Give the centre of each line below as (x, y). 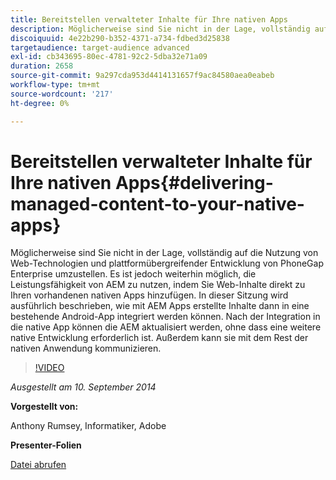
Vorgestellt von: (44, 407)
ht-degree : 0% (40, 103)
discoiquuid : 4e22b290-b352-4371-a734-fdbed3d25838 (120, 38)
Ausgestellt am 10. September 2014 (83, 387)
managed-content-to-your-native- (157, 203)
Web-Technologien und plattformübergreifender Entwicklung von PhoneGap (167, 263)
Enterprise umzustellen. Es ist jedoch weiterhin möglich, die (133, 274)
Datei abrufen (38, 465)
